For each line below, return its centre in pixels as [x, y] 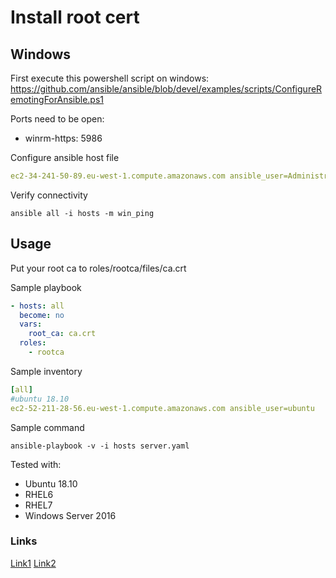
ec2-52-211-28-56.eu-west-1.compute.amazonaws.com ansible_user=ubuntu [162, 408]
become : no [42, 315]
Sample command [47, 427]
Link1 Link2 [33, 563]
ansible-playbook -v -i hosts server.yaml [100, 446]
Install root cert [75, 17]
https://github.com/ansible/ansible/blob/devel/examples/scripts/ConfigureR [166, 89]
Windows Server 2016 [70, 515]
